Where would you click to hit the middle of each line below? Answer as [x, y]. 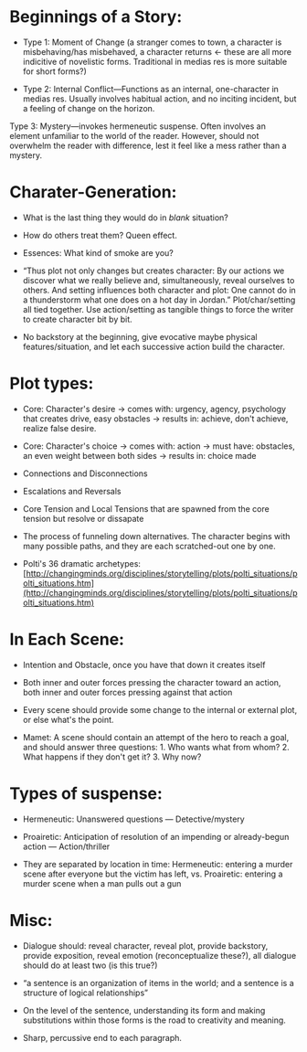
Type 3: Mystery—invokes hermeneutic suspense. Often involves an [138, 126]
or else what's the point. [68, 719]
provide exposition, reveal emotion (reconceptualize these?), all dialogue [159, 955]
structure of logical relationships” [85, 993]
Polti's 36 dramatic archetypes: [82, 563]
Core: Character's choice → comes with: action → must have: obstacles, [159, 446]
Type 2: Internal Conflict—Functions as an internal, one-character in [150, 89]
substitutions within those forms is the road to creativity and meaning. [154, 1020]
